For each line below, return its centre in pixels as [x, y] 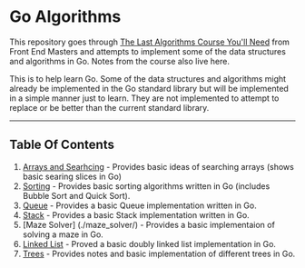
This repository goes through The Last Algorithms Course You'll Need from [150, 42]
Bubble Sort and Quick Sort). [76, 195]
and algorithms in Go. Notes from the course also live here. [119, 61]
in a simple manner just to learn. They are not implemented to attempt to [144, 98]
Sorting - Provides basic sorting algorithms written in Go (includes [146, 186]
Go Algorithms [65, 17]
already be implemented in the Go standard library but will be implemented [149, 88]
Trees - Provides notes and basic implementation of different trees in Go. [159, 253]
